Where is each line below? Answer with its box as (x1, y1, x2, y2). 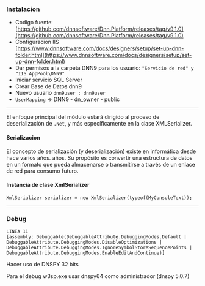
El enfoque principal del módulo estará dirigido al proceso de (6, 113, 160, 121)
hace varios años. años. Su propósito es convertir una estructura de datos (6, 154, 193, 161)
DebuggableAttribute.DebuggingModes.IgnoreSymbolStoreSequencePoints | (6, 244, 192, 250)
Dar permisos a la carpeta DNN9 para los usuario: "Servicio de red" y (15, 64, 194, 72)
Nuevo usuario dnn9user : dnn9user (15, 89, 106, 97)
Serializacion (6, 134, 41, 141)
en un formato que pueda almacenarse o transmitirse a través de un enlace (6, 160, 195, 168)
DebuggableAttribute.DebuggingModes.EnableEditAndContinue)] (6, 250, 165, 256)
